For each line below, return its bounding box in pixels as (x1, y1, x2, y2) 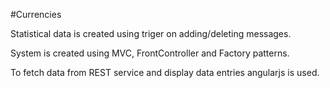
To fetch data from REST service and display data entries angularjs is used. (10, 67, 320, 78)
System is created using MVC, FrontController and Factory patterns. (10, 47, 290, 59)
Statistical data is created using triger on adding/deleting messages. (10, 28, 292, 39)
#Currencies (10, 9, 62, 20)
